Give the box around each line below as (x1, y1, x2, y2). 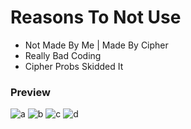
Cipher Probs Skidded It (24, 60, 124, 72)
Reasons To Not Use (10, 6, 182, 29)
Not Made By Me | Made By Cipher (24, 39, 169, 51)
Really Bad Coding (24, 49, 102, 61)
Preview (10, 85, 51, 99)
